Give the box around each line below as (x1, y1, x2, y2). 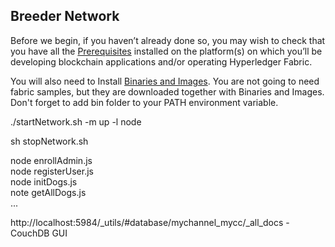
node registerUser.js (10, 165, 94, 177)
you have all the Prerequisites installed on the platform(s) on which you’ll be (10, 45, 323, 57)
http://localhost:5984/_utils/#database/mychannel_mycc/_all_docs (10, 216, 284, 228)
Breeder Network (10, 8, 120, 25)
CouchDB (10, 227, 50, 239)
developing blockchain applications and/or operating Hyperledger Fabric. (10, 55, 313, 68)
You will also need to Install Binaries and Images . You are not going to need (10, 75, 320, 87)
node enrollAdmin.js (10, 154, 93, 166)
